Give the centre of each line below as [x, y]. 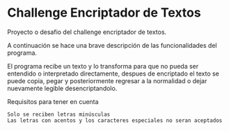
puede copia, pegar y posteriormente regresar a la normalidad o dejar [107, 80]
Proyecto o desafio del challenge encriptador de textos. [87, 32]
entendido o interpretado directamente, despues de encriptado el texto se [113, 73]
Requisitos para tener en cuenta [53, 101]
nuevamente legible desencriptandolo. [62, 88]
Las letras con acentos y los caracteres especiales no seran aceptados [115, 120]
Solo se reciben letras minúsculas [59, 114]
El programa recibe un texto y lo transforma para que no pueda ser [103, 66]
